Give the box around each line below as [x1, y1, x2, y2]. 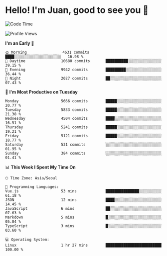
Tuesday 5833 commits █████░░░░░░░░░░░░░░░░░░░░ [5, 107, 162, 112]
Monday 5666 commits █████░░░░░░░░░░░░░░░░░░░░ [5, 98, 162, 103]
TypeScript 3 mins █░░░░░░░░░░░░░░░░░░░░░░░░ [5, 223, 162, 228]
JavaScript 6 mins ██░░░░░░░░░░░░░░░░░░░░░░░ [5, 206, 162, 211]
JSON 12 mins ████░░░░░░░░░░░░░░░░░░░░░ [5, 197, 162, 202]
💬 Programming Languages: [5, 184, 59, 189]
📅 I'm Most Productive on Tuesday [5, 89, 78, 95]
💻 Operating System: [5, 237, 50, 242]
